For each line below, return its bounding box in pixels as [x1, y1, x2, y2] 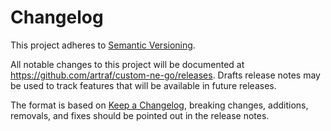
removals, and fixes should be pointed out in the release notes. [10, 109, 270, 121]
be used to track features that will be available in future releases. [10, 79, 277, 91]
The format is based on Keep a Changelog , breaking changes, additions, [10, 99, 309, 111]
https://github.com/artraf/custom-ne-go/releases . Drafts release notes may [10, 69, 321, 81]
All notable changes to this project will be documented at [10, 58, 245, 70]
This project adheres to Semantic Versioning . [10, 39, 196, 51]
